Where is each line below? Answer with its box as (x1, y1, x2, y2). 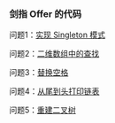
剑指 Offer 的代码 (9, 7, 82, 19)
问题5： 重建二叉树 (9, 104, 77, 116)
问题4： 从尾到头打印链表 (9, 86, 100, 96)
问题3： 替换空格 (9, 67, 69, 78)
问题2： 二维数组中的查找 (9, 49, 100, 59)
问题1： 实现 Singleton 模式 (9, 29, 106, 41)
